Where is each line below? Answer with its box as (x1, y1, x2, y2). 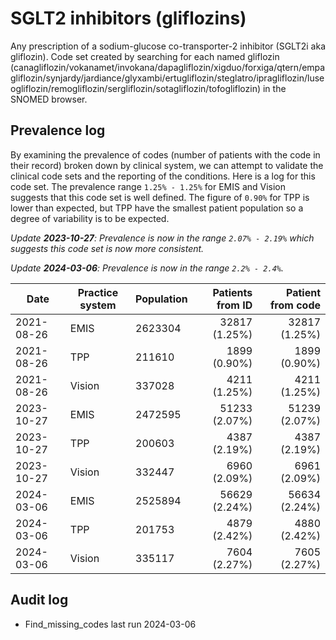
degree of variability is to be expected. (10, 212, 170, 224)
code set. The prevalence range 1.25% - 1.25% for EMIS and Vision (10, 180, 287, 192)
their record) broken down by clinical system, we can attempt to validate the (10, 159, 324, 171)
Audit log (10, 592, 69, 609)
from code (269, 298, 321, 312)
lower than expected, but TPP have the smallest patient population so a (10, 202, 304, 214)
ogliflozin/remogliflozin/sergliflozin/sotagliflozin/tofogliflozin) (10, 82, 262, 94)
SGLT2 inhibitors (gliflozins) (10, 7, 247, 30)
